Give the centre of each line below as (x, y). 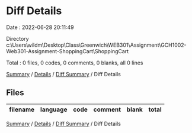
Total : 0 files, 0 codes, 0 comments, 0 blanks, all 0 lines (75, 63)
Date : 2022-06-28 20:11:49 (40, 27)
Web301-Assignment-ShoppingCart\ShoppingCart (68, 51)
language (54, 109)
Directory (17, 38)
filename (22, 109)
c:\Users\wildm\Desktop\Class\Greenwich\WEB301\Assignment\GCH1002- (96, 45)
